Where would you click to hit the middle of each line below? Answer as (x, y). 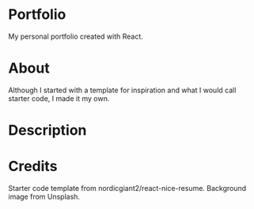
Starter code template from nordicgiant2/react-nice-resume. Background (127, 188)
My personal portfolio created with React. (76, 36)
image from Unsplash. (44, 196)
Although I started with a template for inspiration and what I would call (122, 90)
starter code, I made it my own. (59, 98)
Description (47, 131)
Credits (33, 166)
